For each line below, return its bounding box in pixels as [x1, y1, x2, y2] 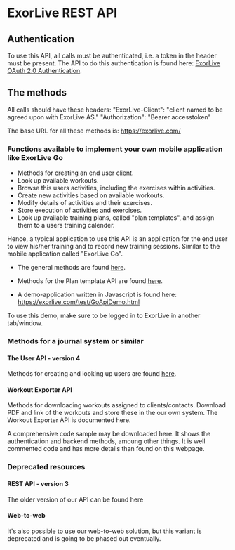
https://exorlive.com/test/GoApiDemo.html [17, 298, 140, 306]
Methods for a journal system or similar [7, 336, 144, 346]
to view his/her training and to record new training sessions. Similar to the [7, 242, 220, 251]
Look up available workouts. [17, 176, 99, 185]
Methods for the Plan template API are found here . [17, 277, 163, 285]
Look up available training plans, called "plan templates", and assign [17, 214, 215, 222]
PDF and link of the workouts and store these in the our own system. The [7, 409, 218, 417]
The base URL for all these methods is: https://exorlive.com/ [7, 126, 181, 135]
